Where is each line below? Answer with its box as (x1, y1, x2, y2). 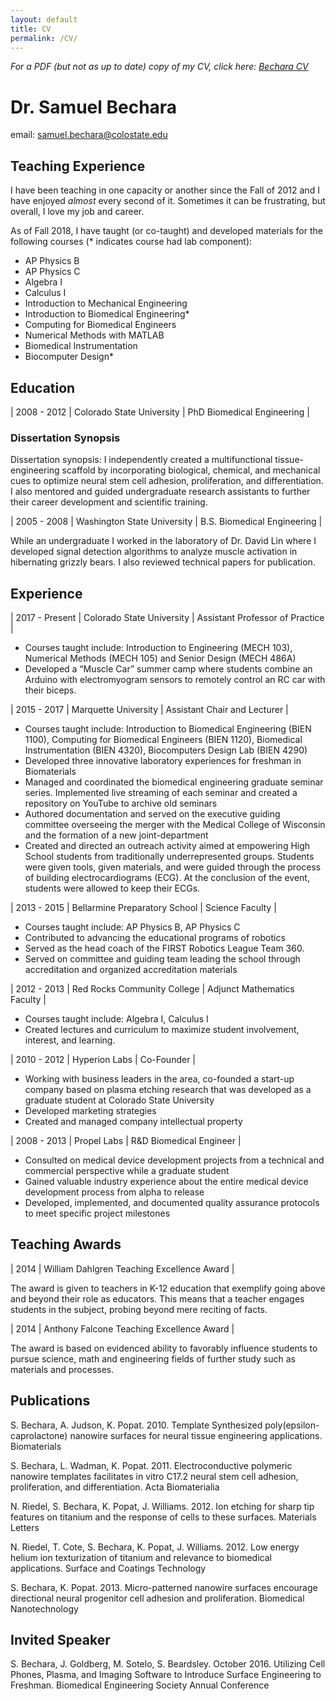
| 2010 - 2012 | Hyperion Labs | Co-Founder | (10, 1054, 196, 1066)
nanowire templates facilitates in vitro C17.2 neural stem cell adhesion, (10, 1470, 299, 1482)
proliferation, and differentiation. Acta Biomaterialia (10, 1481, 220, 1493)
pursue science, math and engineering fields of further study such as (10, 1352, 296, 1365)
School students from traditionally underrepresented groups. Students (24, 851, 315, 863)
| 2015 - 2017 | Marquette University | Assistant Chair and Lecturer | (10, 704, 289, 716)
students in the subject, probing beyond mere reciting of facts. (10, 1303, 268, 1315)
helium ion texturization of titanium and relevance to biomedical (10, 1551, 272, 1563)
